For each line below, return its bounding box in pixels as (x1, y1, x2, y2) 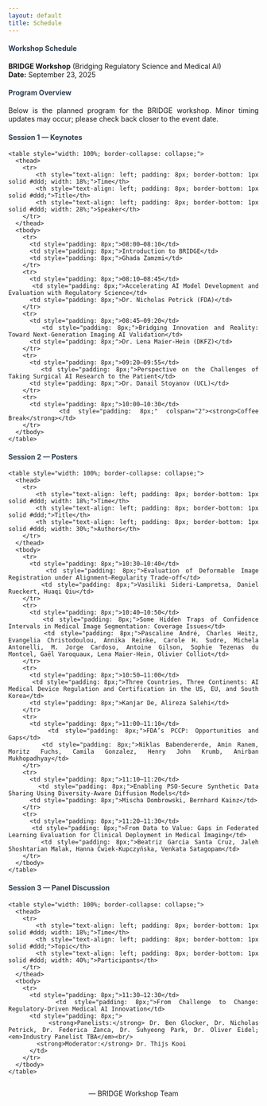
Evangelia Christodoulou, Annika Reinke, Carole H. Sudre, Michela (8, 637, 259, 645)
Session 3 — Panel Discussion (8, 883, 110, 892)
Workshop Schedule (8, 44, 77, 53)
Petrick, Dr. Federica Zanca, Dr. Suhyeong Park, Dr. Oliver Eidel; (8, 1026, 259, 1034)
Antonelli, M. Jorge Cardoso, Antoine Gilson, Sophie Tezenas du (8, 643, 259, 652)
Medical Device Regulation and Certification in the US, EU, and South (8, 685, 259, 693)
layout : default (8, 11, 62, 20)
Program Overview (8, 88, 72, 98)
